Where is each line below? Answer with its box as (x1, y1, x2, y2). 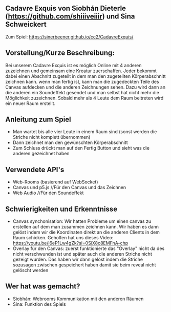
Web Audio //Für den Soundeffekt (12, 190, 84, 196)
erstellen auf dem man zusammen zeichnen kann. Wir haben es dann (12, 224, 159, 230)
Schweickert (5, 20, 47, 29)
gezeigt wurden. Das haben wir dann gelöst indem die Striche (12, 256, 143, 263)
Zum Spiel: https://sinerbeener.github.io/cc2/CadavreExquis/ (5, 33, 134, 40)
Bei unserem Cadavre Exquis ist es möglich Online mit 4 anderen (5, 62, 142, 68)
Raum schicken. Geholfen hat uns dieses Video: (12, 235, 114, 241)
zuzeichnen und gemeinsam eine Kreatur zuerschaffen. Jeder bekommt (5, 68, 157, 74)
